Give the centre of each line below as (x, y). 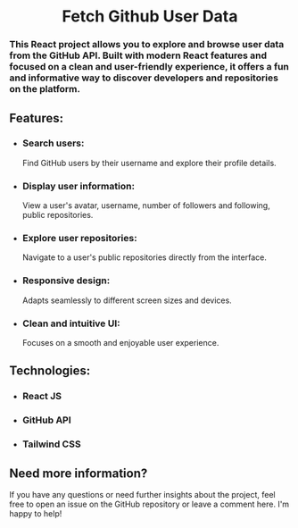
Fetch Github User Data (150, 17)
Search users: (53, 143)
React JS (42, 397)
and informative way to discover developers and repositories (144, 78)
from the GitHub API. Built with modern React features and (138, 55)
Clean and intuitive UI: (71, 323)
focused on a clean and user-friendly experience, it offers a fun (149, 67)
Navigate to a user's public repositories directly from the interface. (145, 257)
